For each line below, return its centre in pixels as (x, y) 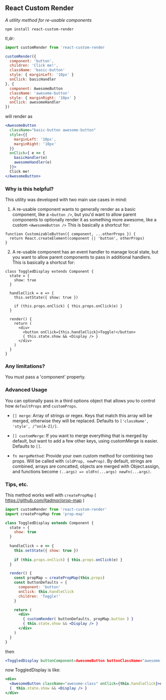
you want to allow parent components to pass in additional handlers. (82, 257)
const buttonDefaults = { (41, 583)
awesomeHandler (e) (33, 162)
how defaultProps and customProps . (41, 406)
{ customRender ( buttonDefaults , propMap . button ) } (78, 619)
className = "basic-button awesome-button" (53, 130)
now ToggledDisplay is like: (33, 670)
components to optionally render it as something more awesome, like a (84, 219)
